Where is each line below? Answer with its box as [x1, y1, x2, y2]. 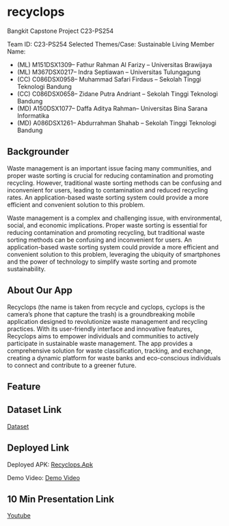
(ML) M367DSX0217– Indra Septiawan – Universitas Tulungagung [16, 68, 201, 76]
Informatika [16, 111, 50, 120]
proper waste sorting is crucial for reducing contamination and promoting [7, 171, 214, 179]
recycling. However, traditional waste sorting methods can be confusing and [7, 179, 222, 187]
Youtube [7, 512, 31, 520]
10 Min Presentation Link [7, 493, 115, 505]
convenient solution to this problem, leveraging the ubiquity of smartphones [7, 250, 221, 258]
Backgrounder [7, 146, 70, 158]
